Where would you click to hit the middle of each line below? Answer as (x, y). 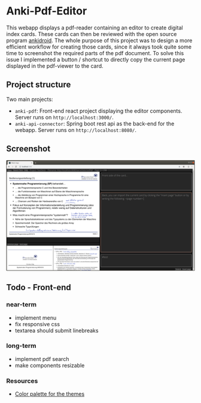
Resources (22, 381)
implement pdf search (42, 359)
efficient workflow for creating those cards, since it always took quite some (99, 47)
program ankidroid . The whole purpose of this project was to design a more (99, 40)
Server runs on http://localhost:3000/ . (64, 117)
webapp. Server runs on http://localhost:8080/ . (75, 130)
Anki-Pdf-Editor (47, 11)
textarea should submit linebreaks (57, 330)
